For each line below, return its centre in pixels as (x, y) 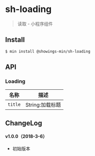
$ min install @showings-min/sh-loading (48, 51)
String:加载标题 (43, 105)
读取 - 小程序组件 (35, 24)
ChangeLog (24, 123)
